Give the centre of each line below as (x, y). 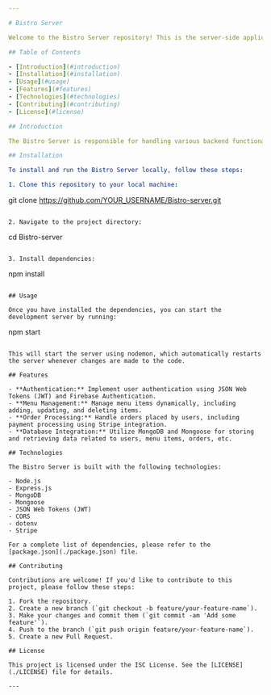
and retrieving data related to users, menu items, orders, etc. (120, 439)
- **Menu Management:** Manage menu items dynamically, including (122, 403)
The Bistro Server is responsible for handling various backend (119, 141)
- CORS (19, 516)
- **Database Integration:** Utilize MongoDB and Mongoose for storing (131, 432)
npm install (27, 274)
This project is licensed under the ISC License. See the (108, 665)
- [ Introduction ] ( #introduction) (65, 67)
